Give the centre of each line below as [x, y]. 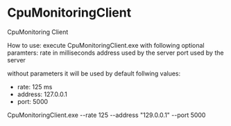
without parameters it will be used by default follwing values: [94, 73]
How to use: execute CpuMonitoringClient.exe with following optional [106, 45]
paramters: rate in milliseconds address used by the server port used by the [115, 53]
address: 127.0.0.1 [42, 94]
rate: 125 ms [35, 87]
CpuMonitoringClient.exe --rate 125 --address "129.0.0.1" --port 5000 [106, 115]
